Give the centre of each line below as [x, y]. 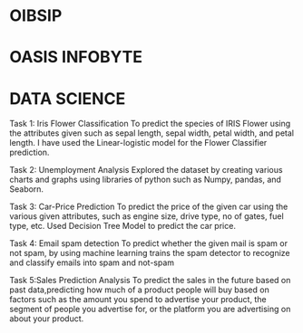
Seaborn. [26, 189]
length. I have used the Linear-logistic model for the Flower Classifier [138, 143]
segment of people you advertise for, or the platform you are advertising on [150, 309]
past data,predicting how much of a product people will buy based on [139, 290]
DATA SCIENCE [68, 98]
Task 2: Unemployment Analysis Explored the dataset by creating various [146, 170]
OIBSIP [36, 16]
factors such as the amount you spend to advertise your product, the [138, 300]
